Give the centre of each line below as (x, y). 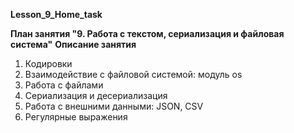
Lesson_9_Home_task (56, 14)
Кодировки (48, 63)
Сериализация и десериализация (96, 95)
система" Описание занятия (73, 44)
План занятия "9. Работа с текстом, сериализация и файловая (147, 33)
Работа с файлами (64, 85)
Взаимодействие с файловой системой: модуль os (133, 74)
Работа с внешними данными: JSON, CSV (114, 106)
